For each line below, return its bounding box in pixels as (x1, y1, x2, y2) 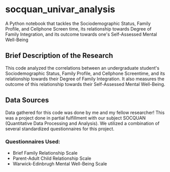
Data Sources (5, 96, 49, 105)
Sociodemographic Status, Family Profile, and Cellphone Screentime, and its (5, 70, 165, 76)
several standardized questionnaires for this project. (5, 126, 115, 132)
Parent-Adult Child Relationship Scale (12, 155, 92, 161)
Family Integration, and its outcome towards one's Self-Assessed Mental (5, 31, 157, 37)
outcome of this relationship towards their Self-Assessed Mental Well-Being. (5, 81, 165, 87)
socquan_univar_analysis (5, 4, 116, 15)
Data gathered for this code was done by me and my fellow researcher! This (5, 109, 165, 116)
